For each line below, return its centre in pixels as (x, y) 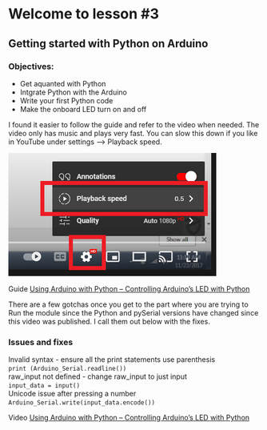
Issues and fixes (41, 342)
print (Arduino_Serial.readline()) (68, 369)
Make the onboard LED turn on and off (83, 109)
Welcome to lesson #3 (84, 14)
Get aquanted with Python (63, 83)
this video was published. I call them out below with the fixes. (109, 321)
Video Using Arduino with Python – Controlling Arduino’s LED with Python (129, 418)
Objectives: (31, 66)
